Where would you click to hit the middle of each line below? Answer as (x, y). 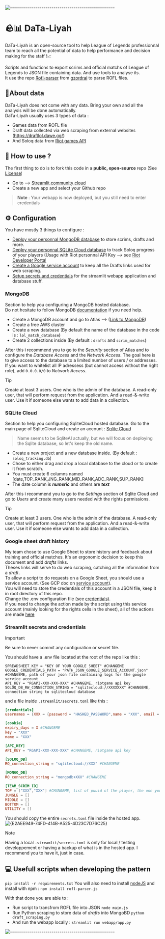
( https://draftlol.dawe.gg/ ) (38, 136)
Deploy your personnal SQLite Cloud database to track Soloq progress (83, 250)
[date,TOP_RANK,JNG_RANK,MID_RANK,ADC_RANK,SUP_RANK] (78, 479)
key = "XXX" (17, 732)
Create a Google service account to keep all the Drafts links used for (81, 266)
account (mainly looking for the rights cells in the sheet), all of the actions (79, 609)
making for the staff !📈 (28, 56)
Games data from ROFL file (40, 125)
